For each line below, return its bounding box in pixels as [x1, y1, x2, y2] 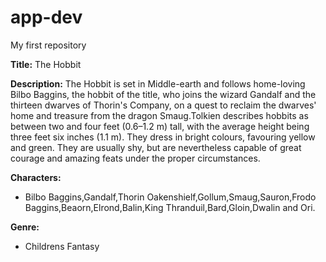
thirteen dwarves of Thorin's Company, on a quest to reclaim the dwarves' [10, 99, 317, 111]
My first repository [10, 39, 87, 51]
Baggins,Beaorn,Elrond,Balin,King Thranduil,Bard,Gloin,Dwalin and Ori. [24, 201, 316, 213]
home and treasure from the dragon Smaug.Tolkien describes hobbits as [10, 109, 309, 121]
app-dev [10, 6, 83, 29]
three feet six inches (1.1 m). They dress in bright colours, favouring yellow [10, 131, 316, 143]
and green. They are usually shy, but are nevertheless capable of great [10, 141, 302, 153]
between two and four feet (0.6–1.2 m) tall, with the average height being [10, 120, 310, 132]
